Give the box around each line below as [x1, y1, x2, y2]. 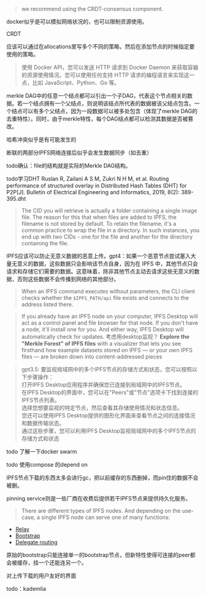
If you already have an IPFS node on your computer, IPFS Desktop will [21, 313, 198, 320]
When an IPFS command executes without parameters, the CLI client [21, 288, 196, 295]
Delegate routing [15, 539, 58, 546]
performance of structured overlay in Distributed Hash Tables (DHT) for [6, 182, 187, 189]
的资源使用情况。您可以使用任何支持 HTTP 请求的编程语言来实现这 [21, 71, 190, 79]
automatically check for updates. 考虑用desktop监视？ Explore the [21, 333, 190, 340]
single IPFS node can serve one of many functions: [41, 513, 170, 521]
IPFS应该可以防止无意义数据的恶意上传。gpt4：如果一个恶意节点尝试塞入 [6, 252, 191, 259]
